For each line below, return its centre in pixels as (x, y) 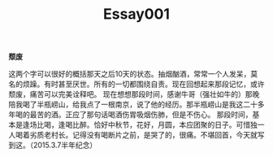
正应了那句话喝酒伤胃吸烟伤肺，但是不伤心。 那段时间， (158, 115)
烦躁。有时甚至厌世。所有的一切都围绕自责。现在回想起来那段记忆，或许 (143, 84)
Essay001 (136, 14)
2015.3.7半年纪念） (65, 145)
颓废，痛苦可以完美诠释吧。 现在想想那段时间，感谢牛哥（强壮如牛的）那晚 (134, 94)
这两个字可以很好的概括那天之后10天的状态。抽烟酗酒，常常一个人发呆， (130, 74)
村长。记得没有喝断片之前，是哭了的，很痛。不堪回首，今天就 (154, 135)
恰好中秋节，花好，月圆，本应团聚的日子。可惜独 (175, 125)
